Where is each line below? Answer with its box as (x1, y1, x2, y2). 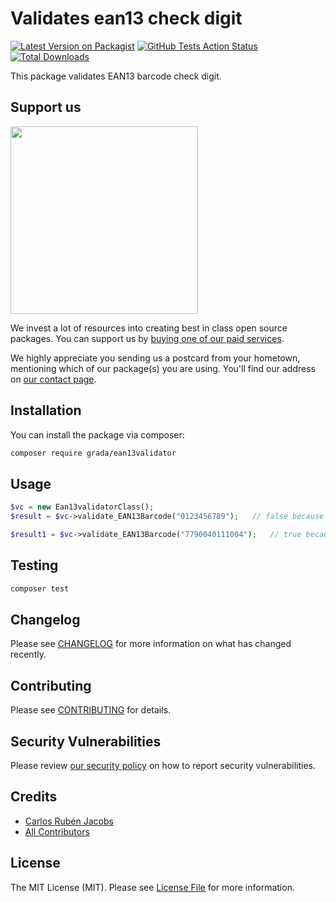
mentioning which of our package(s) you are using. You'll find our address (10, 362, 316, 374)
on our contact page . (10, 373, 97, 385)
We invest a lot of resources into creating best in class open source (10, 322, 288, 334)
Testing (10, 557, 59, 574)
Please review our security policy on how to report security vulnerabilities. (10, 760, 316, 771)
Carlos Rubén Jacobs (24, 815, 114, 827)
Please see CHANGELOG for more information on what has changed (10, 638, 292, 650)
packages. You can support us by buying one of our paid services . (10, 332, 285, 344)
